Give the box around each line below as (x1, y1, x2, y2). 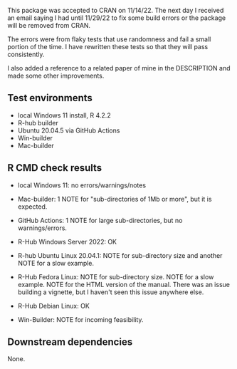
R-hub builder (17, 118, 58, 127)
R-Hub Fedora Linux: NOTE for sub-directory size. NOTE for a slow (17, 272, 214, 281)
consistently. (7, 50, 45, 58)
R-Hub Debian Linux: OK (17, 301, 90, 310)
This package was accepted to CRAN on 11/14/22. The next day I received (7, 6, 224, 14)
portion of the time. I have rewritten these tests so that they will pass (7, 43, 209, 51)
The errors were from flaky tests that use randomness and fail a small (7, 35, 211, 43)
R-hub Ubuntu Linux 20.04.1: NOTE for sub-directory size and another (17, 251, 223, 259)
